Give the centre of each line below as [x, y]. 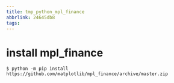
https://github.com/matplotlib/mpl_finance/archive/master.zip [87, 74]
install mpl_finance [55, 53]
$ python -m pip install [37, 69]
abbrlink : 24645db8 [31, 17]
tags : [13, 23]
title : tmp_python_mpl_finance [45, 12]
